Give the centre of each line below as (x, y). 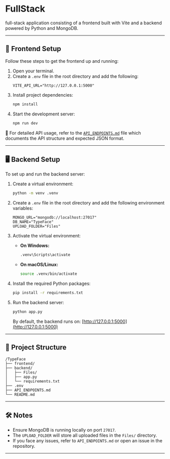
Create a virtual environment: (43, 184)
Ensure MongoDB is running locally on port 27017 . (64, 430)
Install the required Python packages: (52, 283)
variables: (23, 208)
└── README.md (20, 394)
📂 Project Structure (36, 347)
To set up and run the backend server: (45, 174)
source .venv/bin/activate (49, 274)
